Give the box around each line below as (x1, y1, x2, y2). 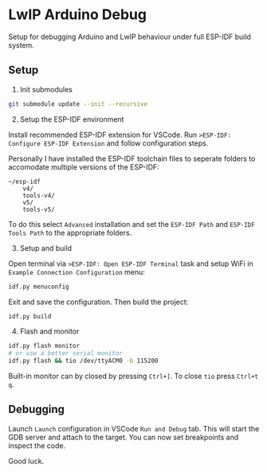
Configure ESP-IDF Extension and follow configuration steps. (8, 138, 209, 148)
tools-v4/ (22, 191, 56, 200)
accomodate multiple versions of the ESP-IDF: (8, 162, 159, 172)
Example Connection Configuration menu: (8, 267, 146, 276)
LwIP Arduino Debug (8, 6, 147, 24)
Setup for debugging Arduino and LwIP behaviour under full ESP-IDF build (8, 32, 251, 41)
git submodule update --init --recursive (8, 99, 148, 108)
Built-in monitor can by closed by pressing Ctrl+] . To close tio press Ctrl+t (8, 372, 259, 380)
